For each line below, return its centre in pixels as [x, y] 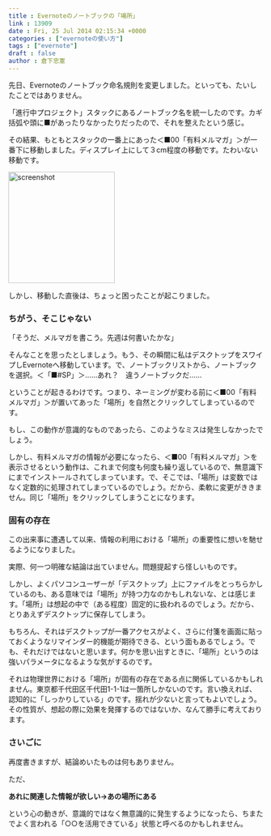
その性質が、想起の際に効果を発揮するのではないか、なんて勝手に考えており [135, 710]
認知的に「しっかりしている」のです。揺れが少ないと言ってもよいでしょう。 [135, 699]
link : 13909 [30, 23]
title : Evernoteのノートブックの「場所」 [74, 16]
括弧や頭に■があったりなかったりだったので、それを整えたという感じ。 [129, 122]
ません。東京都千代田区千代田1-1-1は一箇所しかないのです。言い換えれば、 [133, 690]
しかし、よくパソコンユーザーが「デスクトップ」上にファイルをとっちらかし [136, 584]
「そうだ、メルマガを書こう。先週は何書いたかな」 [93, 337]
